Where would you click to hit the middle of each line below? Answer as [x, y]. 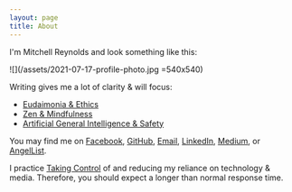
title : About [34, 26]
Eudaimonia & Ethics [61, 104]
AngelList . [28, 151]
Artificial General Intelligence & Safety [93, 123]
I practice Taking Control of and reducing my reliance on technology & [140, 168]
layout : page [34, 18]
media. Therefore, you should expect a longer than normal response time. [146, 178]
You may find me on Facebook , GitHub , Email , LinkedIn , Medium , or [135, 141]
